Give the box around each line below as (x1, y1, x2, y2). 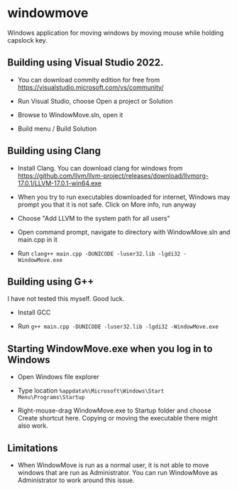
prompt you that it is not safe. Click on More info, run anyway (17, 200, 197, 209)
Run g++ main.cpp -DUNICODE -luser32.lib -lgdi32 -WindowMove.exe (17, 322, 219, 331)
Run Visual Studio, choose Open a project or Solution (17, 97, 173, 105)
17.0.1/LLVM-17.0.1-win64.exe (17, 179, 101, 187)
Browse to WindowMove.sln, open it (17, 110, 123, 119)
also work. (17, 421, 48, 430)
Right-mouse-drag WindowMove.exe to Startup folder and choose (17, 406, 211, 415)
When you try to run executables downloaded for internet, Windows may (17, 192, 231, 201)
